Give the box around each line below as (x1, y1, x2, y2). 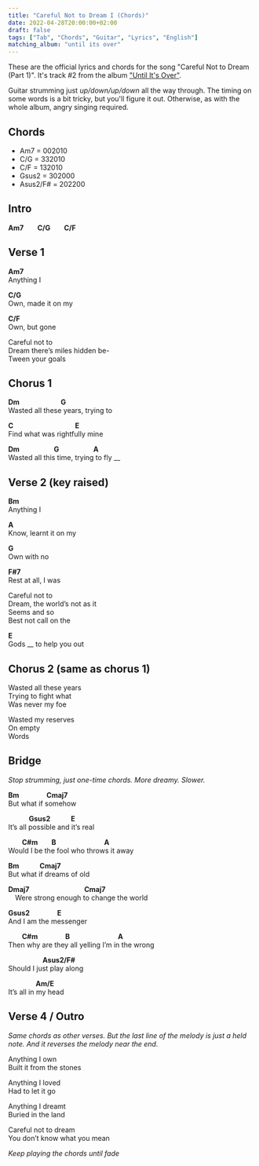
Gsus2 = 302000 (19, 170, 75, 181)
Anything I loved (8, 1077, 61, 1087)
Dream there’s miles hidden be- (8, 345, 110, 355)
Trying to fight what (8, 692, 72, 700)
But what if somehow (8, 799, 77, 808)
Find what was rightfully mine (8, 429, 104, 439)
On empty (8, 723, 41, 733)
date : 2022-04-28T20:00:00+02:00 (8, 19, 118, 27)
